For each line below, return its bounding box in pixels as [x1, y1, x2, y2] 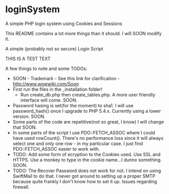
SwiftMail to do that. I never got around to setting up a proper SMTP [12, 173, 156, 179]
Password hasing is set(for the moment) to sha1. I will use [12, 102, 134, 108]
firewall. [12, 184, 30, 190]
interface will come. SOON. [20, 97, 78, 103]
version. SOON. [12, 113, 46, 119]
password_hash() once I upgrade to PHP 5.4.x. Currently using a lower [12, 108, 161, 114]
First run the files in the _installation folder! [12, 86, 103, 92]
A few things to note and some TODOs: [5, 65, 88, 71]
